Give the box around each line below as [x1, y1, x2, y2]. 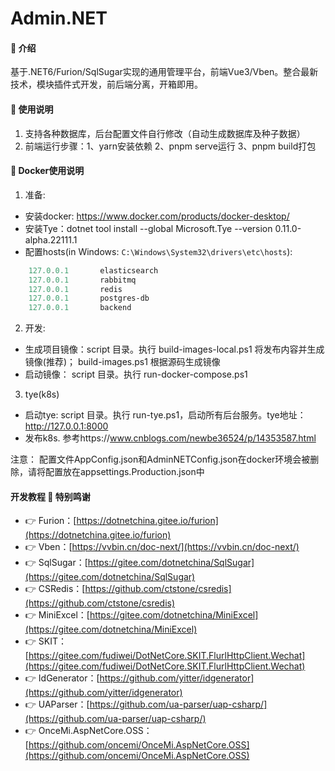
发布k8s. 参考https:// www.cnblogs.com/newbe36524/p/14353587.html [24, 432, 317, 444]
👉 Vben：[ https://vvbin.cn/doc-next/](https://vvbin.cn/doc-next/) [24, 541, 300, 553]
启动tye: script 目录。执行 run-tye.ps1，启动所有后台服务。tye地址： [24, 409, 307, 421]
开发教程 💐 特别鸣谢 [10, 490, 91, 502]
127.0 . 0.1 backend [28, 303, 132, 313]
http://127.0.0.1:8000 [24, 420, 109, 432]
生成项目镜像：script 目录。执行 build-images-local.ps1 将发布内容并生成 [24, 343, 325, 356]
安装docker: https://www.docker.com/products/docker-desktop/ [24, 210, 290, 222]
